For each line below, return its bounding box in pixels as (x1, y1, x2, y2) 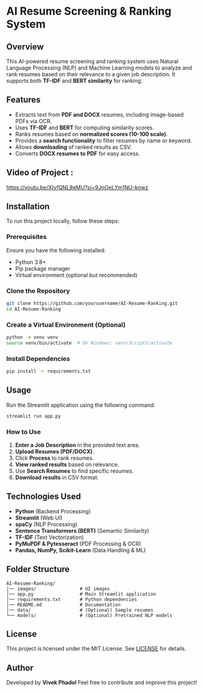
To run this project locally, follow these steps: (6, 218, 120, 225)
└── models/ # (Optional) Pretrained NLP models (6, 612, 173, 618)
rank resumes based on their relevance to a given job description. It (6, 71, 176, 77)
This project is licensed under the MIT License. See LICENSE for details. (6, 645, 187, 652)
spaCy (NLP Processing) (15, 520, 78, 528)
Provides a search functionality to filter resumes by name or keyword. (15, 137, 193, 144)
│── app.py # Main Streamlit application (6, 591, 156, 597)
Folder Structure (6, 564, 70, 574)
